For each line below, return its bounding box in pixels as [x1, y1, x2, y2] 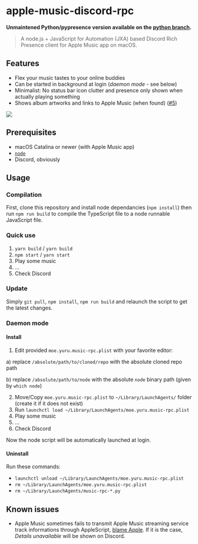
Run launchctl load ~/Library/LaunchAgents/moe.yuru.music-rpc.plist [14, 406, 190, 413]
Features [6, 58, 39, 69]
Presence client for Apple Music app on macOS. [20, 41, 137, 48]
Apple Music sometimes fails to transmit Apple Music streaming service [14, 520, 189, 527]
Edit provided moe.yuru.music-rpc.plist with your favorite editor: [14, 347, 173, 354]
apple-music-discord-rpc [6, 4, 134, 18]
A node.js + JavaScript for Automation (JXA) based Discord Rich [20, 35, 178, 42]
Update [6, 285, 28, 293]
